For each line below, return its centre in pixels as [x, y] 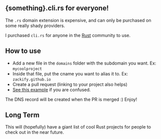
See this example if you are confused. [52, 89]
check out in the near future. [35, 132]
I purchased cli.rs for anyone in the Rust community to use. [68, 35]
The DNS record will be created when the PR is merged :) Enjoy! [71, 99]
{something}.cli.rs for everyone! [57, 8]
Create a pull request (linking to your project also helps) [70, 84]
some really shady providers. [35, 25]
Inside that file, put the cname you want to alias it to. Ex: [70, 73]
